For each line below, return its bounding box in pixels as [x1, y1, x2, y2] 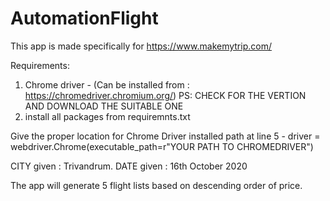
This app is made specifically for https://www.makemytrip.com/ [10, 40, 272, 52]
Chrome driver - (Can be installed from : [24, 78, 190, 91]
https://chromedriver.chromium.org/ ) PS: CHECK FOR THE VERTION [24, 89, 307, 101]
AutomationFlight [10, 7, 159, 30]
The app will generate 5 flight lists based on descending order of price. [10, 179, 303, 191]
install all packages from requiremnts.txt [24, 110, 191, 122]
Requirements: [10, 59, 70, 71]
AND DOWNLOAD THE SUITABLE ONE [24, 100, 184, 112]
